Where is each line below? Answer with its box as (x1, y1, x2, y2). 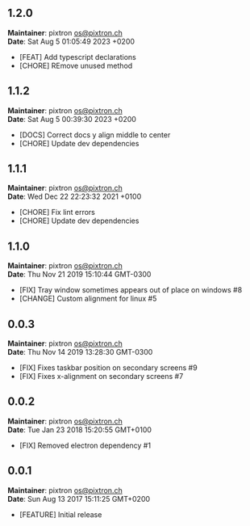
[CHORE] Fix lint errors (19, 208, 96, 217)
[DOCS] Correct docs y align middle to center (19, 129, 171, 140)
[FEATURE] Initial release (19, 509, 102, 520)
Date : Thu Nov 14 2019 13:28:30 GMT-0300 (7, 347, 153, 357)
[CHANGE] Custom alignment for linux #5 (19, 294, 157, 304)
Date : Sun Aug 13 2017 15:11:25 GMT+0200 (7, 494, 151, 503)
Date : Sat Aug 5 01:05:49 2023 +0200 (7, 36, 135, 46)
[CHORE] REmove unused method (19, 61, 133, 70)
